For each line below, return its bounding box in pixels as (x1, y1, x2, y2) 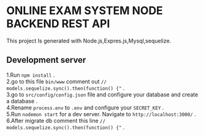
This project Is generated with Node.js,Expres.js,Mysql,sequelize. (6, 37, 172, 44)
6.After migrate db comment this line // (6, 117, 106, 124)
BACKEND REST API (6, 17, 110, 31)
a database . (6, 97, 38, 104)
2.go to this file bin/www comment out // (6, 77, 107, 85)
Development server (6, 55, 86, 65)
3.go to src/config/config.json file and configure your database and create (6, 90, 198, 98)
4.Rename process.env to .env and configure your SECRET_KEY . (6, 104, 164, 111)
